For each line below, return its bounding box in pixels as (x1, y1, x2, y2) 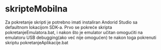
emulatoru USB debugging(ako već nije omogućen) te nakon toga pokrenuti (5, 35, 157, 40)
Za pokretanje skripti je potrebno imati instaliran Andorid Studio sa (5, 19, 138, 25)
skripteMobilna (5, 3, 68, 14)
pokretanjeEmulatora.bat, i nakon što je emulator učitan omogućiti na (5, 29, 143, 35)
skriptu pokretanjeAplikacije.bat (5, 39, 69, 45)
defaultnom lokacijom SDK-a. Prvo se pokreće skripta (5, 24, 112, 30)
